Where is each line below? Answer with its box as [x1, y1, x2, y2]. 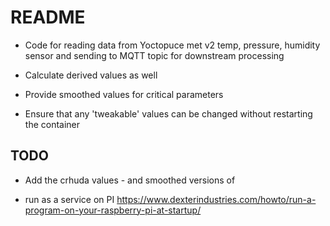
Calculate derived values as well [24, 69, 158, 81]
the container [24, 118, 81, 130]
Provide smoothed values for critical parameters [24, 88, 224, 100]
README [10, 6, 86, 29]
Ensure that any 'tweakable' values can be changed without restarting [24, 107, 313, 120]
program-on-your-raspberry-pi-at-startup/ [24, 204, 202, 216]
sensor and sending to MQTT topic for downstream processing [24, 49, 285, 61]
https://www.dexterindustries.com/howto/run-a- [116, 193, 317, 205]
